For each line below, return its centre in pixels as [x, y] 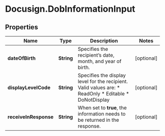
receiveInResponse [31, 117]
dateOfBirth [22, 58]
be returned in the [98, 120]
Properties [22, 27]
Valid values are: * [99, 88]
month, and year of [100, 61]
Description [104, 41]
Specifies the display [102, 75]
